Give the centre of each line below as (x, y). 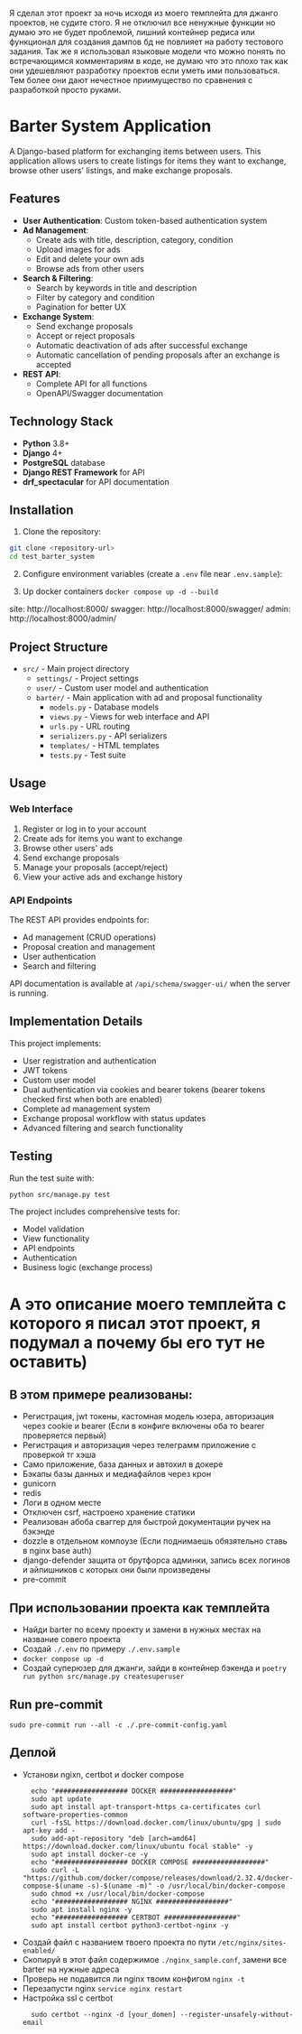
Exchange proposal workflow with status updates (114, 1118)
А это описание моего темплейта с (148, 1304)
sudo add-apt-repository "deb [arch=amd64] (114, 1838)
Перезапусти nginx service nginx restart (102, 1988)
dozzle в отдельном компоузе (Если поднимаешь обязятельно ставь (155, 1541)
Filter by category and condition (95, 297)
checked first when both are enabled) (92, 1099)
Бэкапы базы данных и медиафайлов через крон (117, 1474)
